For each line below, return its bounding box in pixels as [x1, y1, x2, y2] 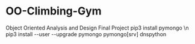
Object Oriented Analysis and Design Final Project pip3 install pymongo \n [5, 24, 189, 31]
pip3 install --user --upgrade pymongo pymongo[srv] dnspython [5, 30, 167, 37]
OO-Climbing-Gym [5, 4, 102, 18]
